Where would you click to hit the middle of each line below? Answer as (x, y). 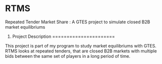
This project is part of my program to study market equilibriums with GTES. (81, 46)
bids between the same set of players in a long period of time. (68, 56)
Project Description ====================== (64, 36)
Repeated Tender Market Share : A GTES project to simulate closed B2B (78, 22)
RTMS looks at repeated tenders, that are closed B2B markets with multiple (81, 51)
